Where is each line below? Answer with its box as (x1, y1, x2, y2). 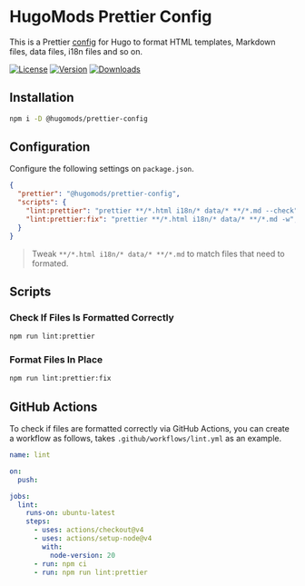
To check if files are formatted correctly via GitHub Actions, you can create (9, 423, 290, 434)
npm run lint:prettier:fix (9, 374, 112, 383)
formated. (31, 257, 69, 269)
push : (17, 475, 39, 484)
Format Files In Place (9, 353, 103, 366)
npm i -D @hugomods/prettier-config (9, 114, 148, 124)
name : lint (9, 451, 51, 460)
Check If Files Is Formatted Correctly (9, 311, 174, 323)
